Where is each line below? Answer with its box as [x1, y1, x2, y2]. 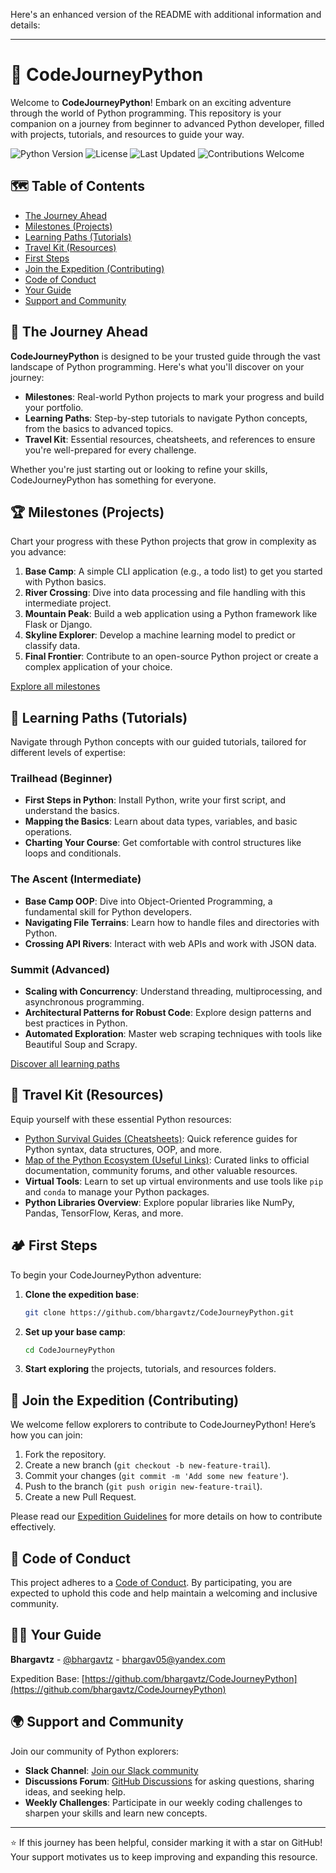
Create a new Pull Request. [24, 1491, 137, 1503]
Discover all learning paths [10, 1058, 120, 1070]
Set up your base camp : [24, 1325, 126, 1338]
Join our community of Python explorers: [10, 1745, 180, 1757]
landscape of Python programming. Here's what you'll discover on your [10, 360, 305, 373]
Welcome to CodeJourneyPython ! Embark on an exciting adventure [10, 96, 292, 108]
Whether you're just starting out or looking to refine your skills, [10, 463, 268, 475]
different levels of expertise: [10, 747, 127, 759]
